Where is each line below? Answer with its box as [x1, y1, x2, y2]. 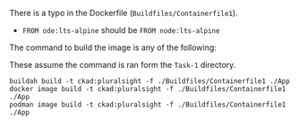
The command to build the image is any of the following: [9, 42, 217, 53]
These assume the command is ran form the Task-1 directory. [9, 60, 236, 70]
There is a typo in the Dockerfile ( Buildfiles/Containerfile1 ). [9, 8, 239, 18]
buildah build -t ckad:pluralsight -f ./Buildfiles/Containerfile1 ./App [9, 77, 291, 86]
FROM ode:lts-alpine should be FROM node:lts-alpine [21, 25, 220, 35]
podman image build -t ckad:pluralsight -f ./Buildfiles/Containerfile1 [9, 100, 286, 109]
